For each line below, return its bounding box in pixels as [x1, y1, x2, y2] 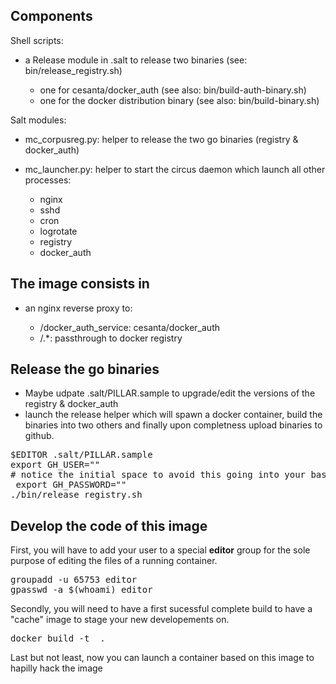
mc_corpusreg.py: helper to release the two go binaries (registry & [24, 133, 299, 145]
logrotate [39, 225, 78, 237]
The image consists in [10, 275, 150, 293]
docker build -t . [10, 633, 106, 644]
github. [24, 430, 55, 442]
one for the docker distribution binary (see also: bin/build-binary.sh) [39, 94, 320, 106]
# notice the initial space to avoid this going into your [10, 469, 307, 481]
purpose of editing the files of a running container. [10, 555, 218, 567]
